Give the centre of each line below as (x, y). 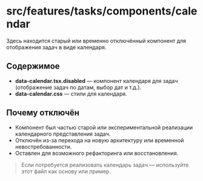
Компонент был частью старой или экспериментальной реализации (104, 127)
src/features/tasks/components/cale (102, 11)
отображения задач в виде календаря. (56, 47)
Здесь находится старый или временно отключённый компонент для (96, 41)
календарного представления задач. (63, 134)
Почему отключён (43, 113)
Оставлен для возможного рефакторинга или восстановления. (97, 153)
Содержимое (33, 66)
